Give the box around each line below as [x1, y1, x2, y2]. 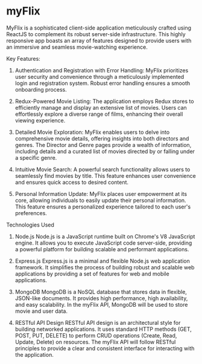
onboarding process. [14, 86, 68, 93]
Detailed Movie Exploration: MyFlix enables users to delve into [14, 128, 170, 136]
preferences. [14, 209, 47, 216]
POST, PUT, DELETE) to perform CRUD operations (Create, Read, [14, 331, 177, 339]
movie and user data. [14, 307, 68, 315]
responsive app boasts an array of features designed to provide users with [6, 37, 192, 44]
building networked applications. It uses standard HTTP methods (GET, [14, 325, 192, 333]
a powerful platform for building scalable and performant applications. [14, 245, 189, 253]
